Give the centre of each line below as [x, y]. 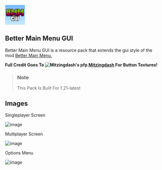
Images [17, 104]
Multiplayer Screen [24, 134]
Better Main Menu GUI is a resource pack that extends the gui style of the [79, 50]
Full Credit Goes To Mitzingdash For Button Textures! [81, 65]
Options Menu [19, 152]
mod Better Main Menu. [29, 55]
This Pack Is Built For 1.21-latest [49, 88]
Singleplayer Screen [25, 115]
